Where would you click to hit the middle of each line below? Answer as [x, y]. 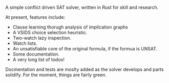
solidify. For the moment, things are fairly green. [56, 75]
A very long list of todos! [39, 60]
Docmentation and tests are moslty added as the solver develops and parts [84, 69]
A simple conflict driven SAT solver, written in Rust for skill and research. [82, 7]
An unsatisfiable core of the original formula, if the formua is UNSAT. [85, 49]
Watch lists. [25, 43]
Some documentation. [36, 54]
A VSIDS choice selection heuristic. [50, 32]
